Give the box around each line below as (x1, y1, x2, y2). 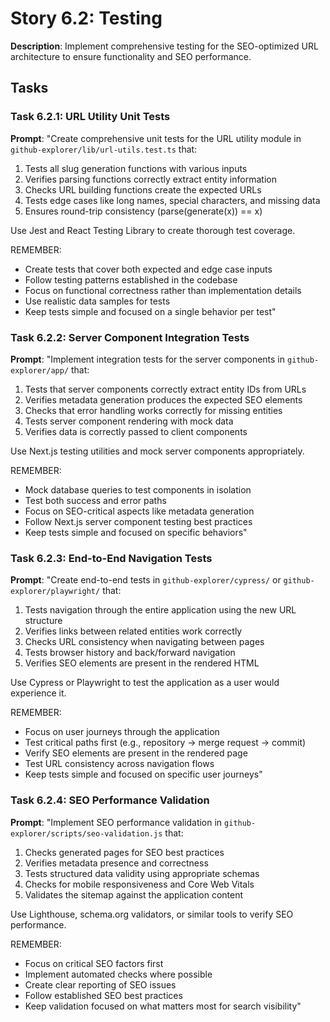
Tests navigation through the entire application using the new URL (24, 604, 297, 616)
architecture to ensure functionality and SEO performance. (10, 50, 252, 62)
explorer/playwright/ (10, 587, 101, 597)
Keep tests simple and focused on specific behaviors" (24, 526, 248, 538)
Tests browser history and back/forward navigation (24, 647, 236, 659)
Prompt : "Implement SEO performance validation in (10, 816, 223, 828)
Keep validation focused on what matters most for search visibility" (24, 1000, 302, 1012)
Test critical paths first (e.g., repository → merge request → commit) (24, 737, 307, 749)
